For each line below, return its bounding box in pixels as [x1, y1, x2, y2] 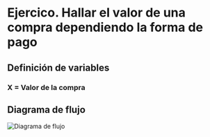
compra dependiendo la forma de [7, 19, 204, 35]
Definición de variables [7, 62, 110, 73]
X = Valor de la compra [7, 82, 86, 92]
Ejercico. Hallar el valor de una [7, 5, 186, 21]
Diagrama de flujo [7, 104, 86, 116]
